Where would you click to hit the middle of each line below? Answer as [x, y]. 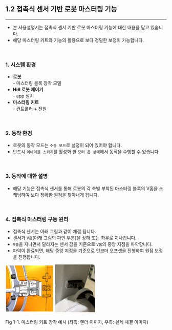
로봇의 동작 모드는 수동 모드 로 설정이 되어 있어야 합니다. [67, 146]
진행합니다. [29, 257]
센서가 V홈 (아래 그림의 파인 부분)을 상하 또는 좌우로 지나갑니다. [74, 238]
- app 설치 [23, 96]
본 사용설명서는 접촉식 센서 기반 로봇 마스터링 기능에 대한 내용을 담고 [81, 27]
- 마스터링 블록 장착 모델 [37, 83]
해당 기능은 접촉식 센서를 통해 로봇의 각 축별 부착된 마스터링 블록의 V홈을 [85, 188]
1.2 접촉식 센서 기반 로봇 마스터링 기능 [61, 9]
